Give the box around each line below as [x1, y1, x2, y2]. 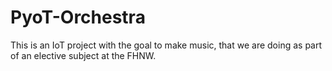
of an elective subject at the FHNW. [10, 49, 157, 61]
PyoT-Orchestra [10, 6, 146, 29]
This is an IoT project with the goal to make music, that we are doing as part [10, 39, 323, 51]
